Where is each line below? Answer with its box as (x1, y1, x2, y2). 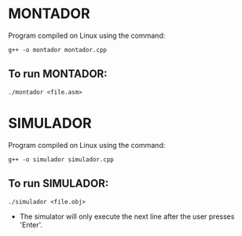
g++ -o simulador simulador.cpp (8, 155, 114, 164)
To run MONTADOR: (8, 68, 108, 81)
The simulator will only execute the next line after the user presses (19, 212, 235, 221)
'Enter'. (19, 219, 43, 229)
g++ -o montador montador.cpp (8, 46, 108, 53)
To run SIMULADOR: (8, 177, 109, 190)
